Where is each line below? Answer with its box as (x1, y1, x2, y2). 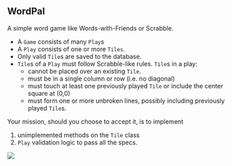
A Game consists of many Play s (17, 38, 105, 46)
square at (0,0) (27, 89, 71, 97)
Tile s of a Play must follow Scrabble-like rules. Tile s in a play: (17, 59, 198, 68)
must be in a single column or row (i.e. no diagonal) (27, 74, 176, 83)
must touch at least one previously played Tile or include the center (27, 81, 224, 90)
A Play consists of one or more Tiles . (17, 44, 125, 53)
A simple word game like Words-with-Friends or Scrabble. (7, 24, 174, 32)
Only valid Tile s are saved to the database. (17, 52, 142, 60)
